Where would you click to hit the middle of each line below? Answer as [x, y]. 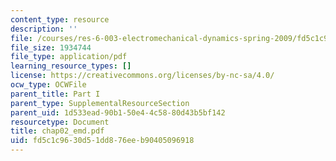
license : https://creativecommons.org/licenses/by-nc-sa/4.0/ [142, 76]
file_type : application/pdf [69, 57]
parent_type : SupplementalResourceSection [100, 103]
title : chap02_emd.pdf [57, 131]
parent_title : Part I [55, 94]
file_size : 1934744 [51, 47]
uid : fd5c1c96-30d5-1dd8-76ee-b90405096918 [102, 141]
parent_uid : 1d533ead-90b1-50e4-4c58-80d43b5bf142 [118, 112]
